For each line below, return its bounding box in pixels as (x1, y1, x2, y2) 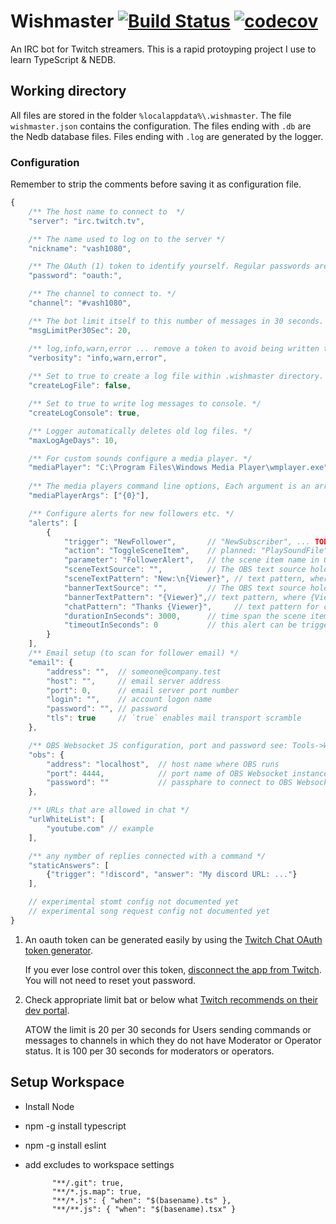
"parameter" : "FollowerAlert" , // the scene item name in (63, 555, 320, 565)
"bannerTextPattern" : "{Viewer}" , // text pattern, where (63, 592, 307, 602)
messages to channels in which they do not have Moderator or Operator (24, 1034, 322, 1046)
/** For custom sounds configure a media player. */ (28, 453, 253, 464)
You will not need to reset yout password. (24, 974, 197, 986)
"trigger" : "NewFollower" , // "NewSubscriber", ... (63, 536, 311, 547)
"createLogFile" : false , (28, 381, 132, 391)
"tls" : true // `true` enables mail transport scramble (46, 713, 302, 724)
